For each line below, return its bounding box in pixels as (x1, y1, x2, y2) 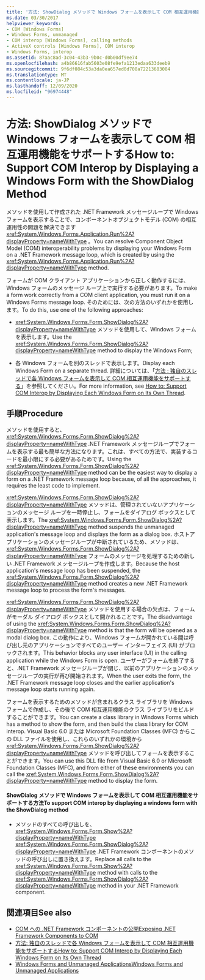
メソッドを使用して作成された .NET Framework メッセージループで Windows (6, 208, 199, 215)
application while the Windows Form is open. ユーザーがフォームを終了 (6, 657, 185, 664)
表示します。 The (6, 516, 48, 524)
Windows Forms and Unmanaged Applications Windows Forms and (15, 960, 183, 968)
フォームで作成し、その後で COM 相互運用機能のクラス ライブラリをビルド (6, 706, 195, 713)
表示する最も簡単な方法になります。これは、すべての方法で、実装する (16, 448, 192, 455)
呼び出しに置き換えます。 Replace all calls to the (31, 855, 151, 862)
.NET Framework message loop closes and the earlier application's (6, 679, 175, 686)
